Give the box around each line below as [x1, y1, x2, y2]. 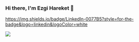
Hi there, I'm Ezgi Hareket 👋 [5, 5, 74, 12]
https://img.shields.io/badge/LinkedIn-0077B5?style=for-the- [5, 16, 134, 22]
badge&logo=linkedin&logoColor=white [5, 21, 88, 27]
